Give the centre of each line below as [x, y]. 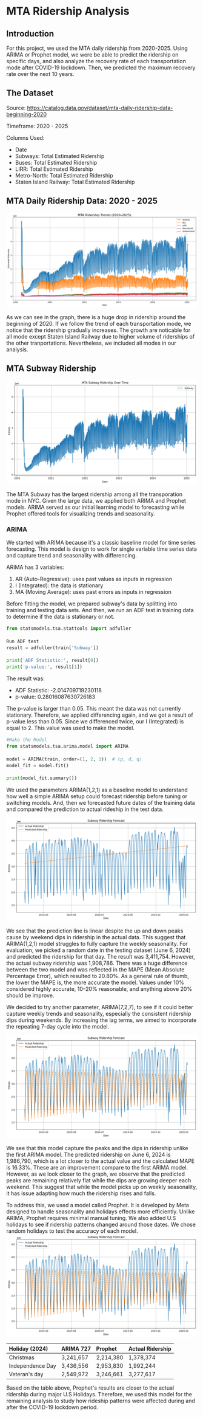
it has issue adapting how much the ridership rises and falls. [81, 1193]
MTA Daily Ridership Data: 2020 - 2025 [82, 201]
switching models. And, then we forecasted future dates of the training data [101, 803]
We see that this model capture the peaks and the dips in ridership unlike [97, 1148]
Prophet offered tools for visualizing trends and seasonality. [81, 513]
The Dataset [30, 93]
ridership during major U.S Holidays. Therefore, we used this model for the [99, 1394]
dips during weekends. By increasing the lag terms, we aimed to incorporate [101, 1020]
